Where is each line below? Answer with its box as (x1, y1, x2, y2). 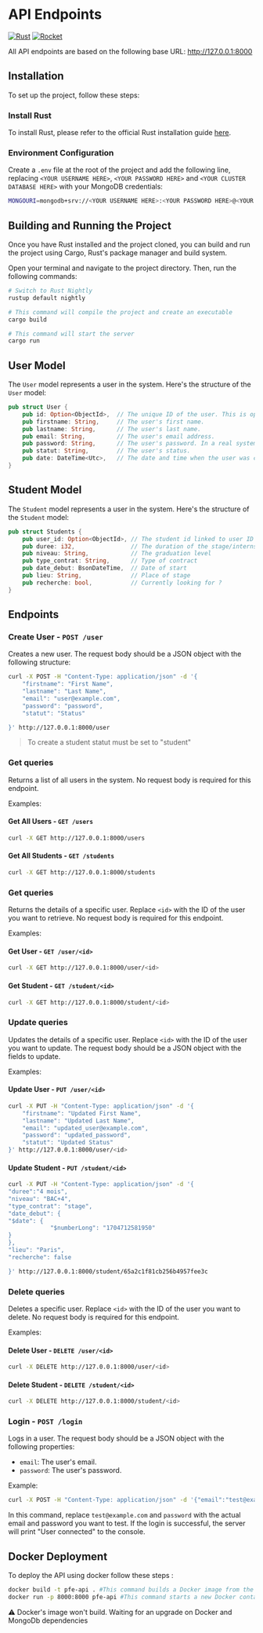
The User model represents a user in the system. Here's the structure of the (8, 379, 252, 390)
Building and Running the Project (8, 218, 172, 233)
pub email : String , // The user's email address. (22, 432, 215, 441)
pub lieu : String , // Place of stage (22, 572, 191, 580)
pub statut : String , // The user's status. (22, 447, 191, 455)
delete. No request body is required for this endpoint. (8, 1313, 180, 1321)
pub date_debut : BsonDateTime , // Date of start (22, 564, 188, 573)
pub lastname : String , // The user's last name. (22, 425, 201, 433)
